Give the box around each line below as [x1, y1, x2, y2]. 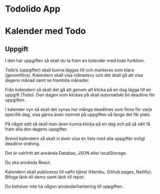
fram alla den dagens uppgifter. [5, 126, 68, 132]
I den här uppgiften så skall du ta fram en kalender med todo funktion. [5, 58, 145, 64]
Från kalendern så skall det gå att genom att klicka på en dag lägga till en [5, 87, 152, 93]
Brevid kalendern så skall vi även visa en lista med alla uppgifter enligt [5, 136, 145, 142]
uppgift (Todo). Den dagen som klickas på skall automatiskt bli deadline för [5, 92, 155, 98]
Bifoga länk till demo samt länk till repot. [5, 174, 85, 180]
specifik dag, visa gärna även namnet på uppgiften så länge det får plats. [5, 112, 151, 117]
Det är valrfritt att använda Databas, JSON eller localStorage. [5, 150, 127, 156]
